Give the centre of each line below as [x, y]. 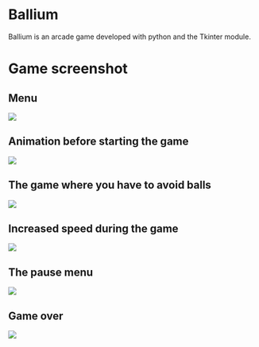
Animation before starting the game [99, 142]
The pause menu [51, 272]
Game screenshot [68, 69]
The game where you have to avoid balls [110, 185]
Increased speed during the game [93, 228]
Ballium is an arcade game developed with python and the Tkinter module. [130, 37]
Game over [36, 316]
